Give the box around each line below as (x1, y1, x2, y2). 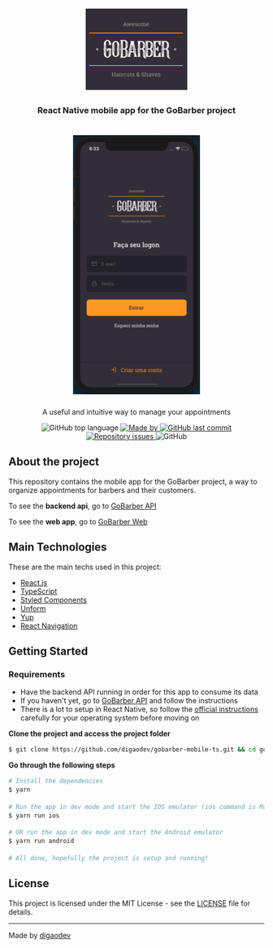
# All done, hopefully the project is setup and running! (8, 855, 209, 863)
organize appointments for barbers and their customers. (8, 485, 197, 495)
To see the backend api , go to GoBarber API (8, 501, 157, 511)
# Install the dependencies (8, 777, 104, 785)
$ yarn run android (8, 837, 75, 846)
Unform (19, 603, 46, 613)
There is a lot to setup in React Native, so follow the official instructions (19, 704, 258, 715)
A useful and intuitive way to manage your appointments (41, 407, 232, 416)
